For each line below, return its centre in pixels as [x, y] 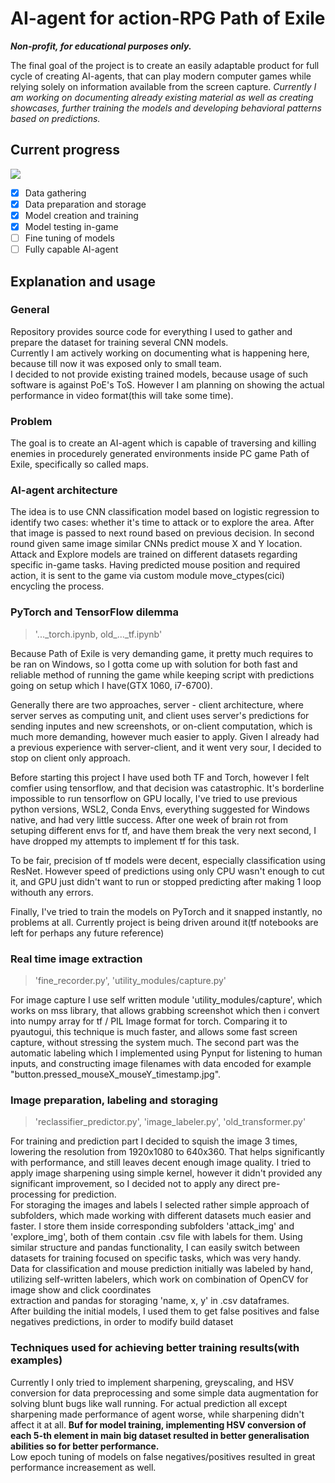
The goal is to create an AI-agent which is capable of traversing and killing [163, 443]
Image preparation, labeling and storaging [114, 1100]
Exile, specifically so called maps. [79, 464]
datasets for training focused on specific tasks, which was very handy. [156, 1258]
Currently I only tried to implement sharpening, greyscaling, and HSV [152, 1382]
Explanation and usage [83, 281]
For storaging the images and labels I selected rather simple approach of [160, 1205]
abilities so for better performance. [85, 1446]
